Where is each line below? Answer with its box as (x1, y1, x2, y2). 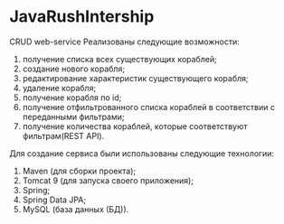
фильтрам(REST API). (22, 130, 105, 141)
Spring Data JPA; (22, 194, 87, 205)
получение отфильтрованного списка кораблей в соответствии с (22, 101, 276, 112)
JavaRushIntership (9, 6, 155, 27)
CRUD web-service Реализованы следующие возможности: (9, 36, 240, 47)
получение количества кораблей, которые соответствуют (22, 120, 248, 132)
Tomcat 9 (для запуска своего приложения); (22, 174, 194, 186)
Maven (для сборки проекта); (22, 165, 137, 176)
